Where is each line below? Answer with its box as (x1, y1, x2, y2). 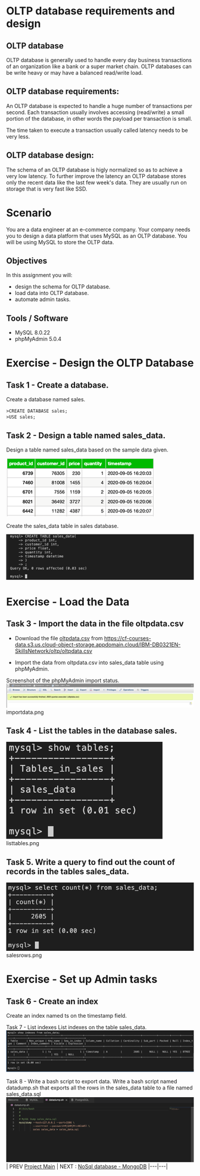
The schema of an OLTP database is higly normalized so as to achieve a (6, 166, 183, 173)
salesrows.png (6, 951, 42, 959)
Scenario (6, 206, 52, 219)
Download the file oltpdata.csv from (14, 634, 103, 641)
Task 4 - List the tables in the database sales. (6, 726, 177, 736)
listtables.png (6, 840, 40, 847)
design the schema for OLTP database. (14, 283, 111, 290)
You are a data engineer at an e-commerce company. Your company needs (6, 226, 190, 233)
